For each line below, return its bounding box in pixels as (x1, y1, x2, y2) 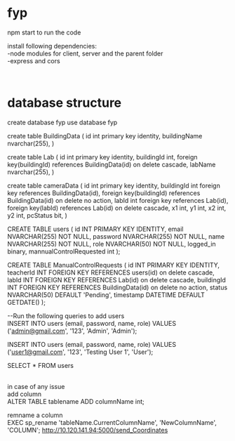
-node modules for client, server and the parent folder (7, 49, 163, 58)
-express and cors (7, 56, 61, 65)
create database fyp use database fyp (7, 118, 118, 126)
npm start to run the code (7, 28, 81, 37)
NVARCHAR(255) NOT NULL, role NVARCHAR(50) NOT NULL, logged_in (7, 239, 216, 248)
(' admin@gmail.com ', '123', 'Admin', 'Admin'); (7, 327, 137, 335)
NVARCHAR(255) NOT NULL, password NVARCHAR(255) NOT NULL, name (7, 232, 225, 240)
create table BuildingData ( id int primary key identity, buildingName (7, 131, 203, 140)
